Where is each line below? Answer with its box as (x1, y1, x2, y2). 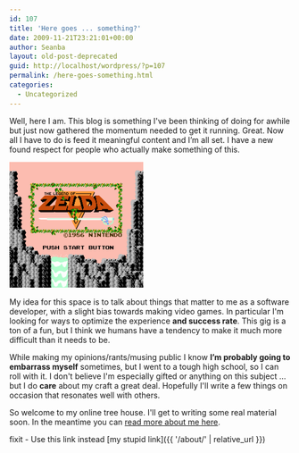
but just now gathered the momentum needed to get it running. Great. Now (9, 125, 284, 136)
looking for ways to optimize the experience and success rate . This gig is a (9, 315, 287, 326)
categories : (9, 80, 54, 89)
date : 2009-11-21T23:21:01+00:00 (9, 33, 134, 42)
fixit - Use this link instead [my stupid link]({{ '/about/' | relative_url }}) (9, 433, 266, 444)
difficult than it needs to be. (9, 334, 111, 345)
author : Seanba (9, 43, 66, 52)
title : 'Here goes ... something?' (9, 23, 142, 33)
